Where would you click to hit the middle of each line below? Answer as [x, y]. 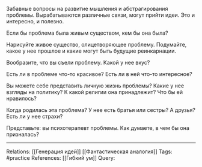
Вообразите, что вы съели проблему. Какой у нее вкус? [78, 63]
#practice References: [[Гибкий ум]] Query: [61, 158]
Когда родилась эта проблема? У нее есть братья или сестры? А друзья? [101, 110]
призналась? [23, 134]
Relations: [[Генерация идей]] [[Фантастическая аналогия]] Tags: [89, 151]
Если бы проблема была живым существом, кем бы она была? [87, 33]
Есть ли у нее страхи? [35, 116]
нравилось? [22, 98]
